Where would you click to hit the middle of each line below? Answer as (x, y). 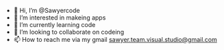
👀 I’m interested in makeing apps (60, 18)
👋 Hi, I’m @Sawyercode (47, 10)
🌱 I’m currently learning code (54, 25)
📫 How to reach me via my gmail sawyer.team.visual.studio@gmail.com (115, 40)
